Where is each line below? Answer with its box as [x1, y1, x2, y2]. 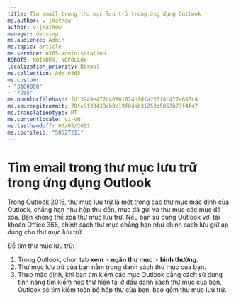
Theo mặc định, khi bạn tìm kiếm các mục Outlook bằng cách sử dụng [17, 271, 223, 279]
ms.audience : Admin [7, 37, 65, 44]
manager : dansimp [7, 30, 59, 38]
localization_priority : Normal [7, 63, 100, 70]
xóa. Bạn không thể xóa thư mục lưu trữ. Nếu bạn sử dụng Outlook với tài [7, 213, 220, 222]
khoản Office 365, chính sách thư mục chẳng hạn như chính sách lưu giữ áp [7, 220, 229, 229]
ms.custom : [7, 76, 40, 84]
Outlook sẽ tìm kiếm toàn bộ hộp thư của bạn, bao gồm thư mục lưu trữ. [17, 285, 227, 294]
